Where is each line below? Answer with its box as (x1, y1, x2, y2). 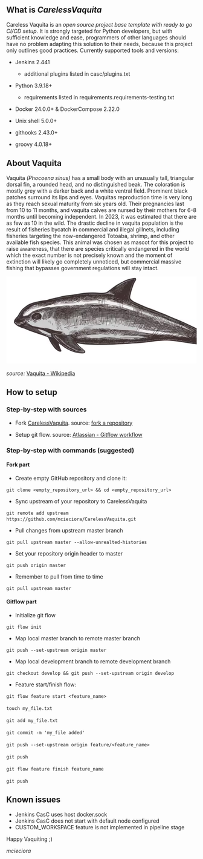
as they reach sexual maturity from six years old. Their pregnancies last (6, 200, 184, 207)
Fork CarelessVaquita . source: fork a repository (14, 419, 133, 426)
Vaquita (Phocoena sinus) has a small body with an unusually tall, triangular (6, 174, 195, 181)
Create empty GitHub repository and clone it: (14, 474, 127, 482)
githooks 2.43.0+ (14, 128, 59, 136)
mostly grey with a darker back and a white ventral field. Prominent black (6, 187, 188, 194)
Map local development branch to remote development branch (14, 658, 171, 665)
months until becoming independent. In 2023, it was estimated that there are (6, 213, 197, 220)
